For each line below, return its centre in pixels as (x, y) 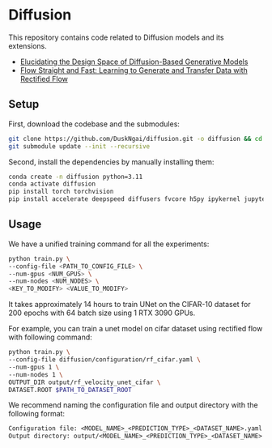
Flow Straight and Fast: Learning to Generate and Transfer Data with (134, 70)
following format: (37, 414)
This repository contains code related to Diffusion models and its (116, 37)
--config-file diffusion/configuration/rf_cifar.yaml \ (104, 360)
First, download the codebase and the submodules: (94, 124)
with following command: (51, 337)
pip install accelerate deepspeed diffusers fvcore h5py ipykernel (125, 199)
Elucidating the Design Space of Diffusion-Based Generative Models (134, 62)
